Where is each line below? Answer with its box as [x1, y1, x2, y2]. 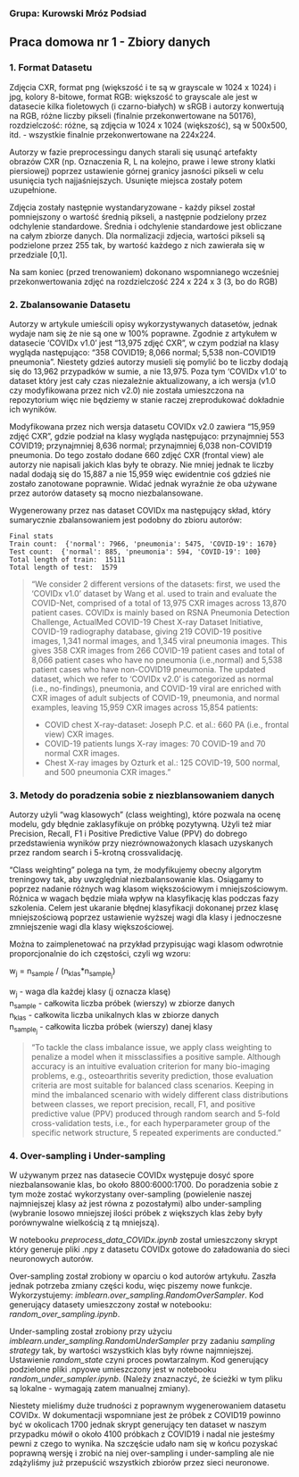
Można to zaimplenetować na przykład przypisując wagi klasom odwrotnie [9, 939, 284, 949]
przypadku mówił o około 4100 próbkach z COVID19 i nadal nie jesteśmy [9, 1429, 275, 1439]
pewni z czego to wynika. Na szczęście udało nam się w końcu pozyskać [9, 1439, 278, 1449]
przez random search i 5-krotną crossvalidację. [9, 847, 183, 858]
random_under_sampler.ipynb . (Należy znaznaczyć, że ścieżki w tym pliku [9, 1373, 283, 1384]
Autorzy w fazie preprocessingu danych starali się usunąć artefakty [9, 146, 258, 157]
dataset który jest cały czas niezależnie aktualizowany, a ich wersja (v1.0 [9, 375, 277, 386]
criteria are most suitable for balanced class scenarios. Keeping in [30, 1080, 274, 1090]
